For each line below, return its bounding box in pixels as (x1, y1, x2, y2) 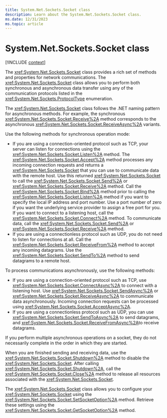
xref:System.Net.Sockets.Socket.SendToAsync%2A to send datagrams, (12, 314, 160, 320)
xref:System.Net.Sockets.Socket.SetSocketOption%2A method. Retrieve (5, 396, 154, 403)
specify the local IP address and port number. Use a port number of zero (12, 199, 162, 205)
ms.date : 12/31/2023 (5, 17, 48, 22)
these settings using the (5, 402, 55, 408)
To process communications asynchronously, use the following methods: (5, 267, 156, 273)
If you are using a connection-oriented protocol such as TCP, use (12, 277, 147, 283)
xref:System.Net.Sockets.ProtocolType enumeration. (5, 96, 113, 102)
